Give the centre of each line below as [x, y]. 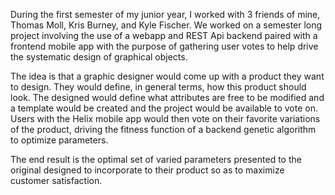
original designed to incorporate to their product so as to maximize [147, 170]
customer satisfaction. [56, 180]
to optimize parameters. [59, 140]
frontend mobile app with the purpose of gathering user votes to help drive [164, 46]
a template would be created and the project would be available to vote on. [164, 108]
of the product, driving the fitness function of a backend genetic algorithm [163, 129]
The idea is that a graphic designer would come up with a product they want [167, 76]
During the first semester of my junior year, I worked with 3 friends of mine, [165, 14]
